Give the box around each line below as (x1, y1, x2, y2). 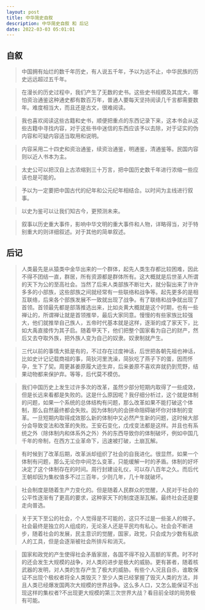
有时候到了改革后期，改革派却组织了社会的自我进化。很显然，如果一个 (21, 450, 199, 457)
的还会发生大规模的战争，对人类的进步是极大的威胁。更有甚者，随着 (21, 558, 193, 565)
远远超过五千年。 (26, 75, 70, 83)
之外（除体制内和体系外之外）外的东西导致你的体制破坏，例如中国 (26, 429, 193, 436)
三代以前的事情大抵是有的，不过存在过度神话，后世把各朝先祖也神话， (21, 347, 199, 355)
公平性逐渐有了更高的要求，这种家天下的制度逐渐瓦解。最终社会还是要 (21, 493, 199, 501)
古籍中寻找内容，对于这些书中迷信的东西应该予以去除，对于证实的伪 (26, 125, 199, 132)
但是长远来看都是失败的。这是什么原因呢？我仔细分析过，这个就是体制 (21, 391, 199, 398)
